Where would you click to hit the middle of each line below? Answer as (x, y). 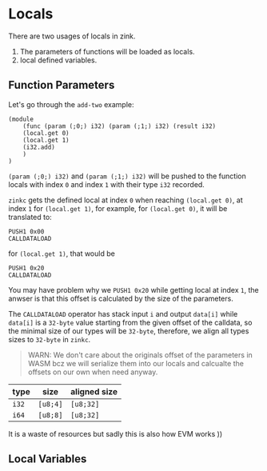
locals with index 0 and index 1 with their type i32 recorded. (107, 184)
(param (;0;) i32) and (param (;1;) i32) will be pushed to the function (127, 176)
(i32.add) (39, 147)
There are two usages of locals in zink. (72, 36)
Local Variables (48, 459)
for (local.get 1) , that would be (62, 253)
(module (21, 119)
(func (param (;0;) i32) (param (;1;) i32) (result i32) (120, 126)
